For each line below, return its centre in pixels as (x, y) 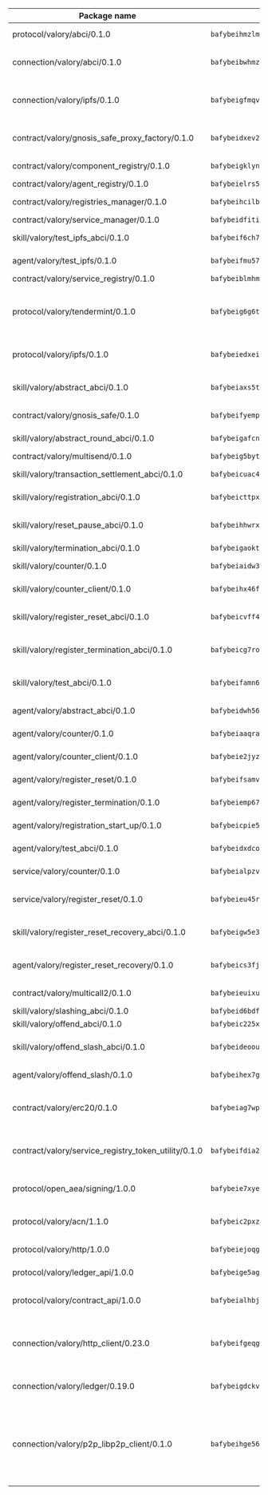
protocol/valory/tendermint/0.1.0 (74, 312)
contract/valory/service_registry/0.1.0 (84, 279)
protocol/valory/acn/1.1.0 (61, 1222)
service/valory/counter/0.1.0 (66, 871)
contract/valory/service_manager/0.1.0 (86, 220)
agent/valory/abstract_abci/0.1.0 (74, 711)
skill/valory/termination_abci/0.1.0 (76, 548)
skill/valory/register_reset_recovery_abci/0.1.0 (99, 932)
